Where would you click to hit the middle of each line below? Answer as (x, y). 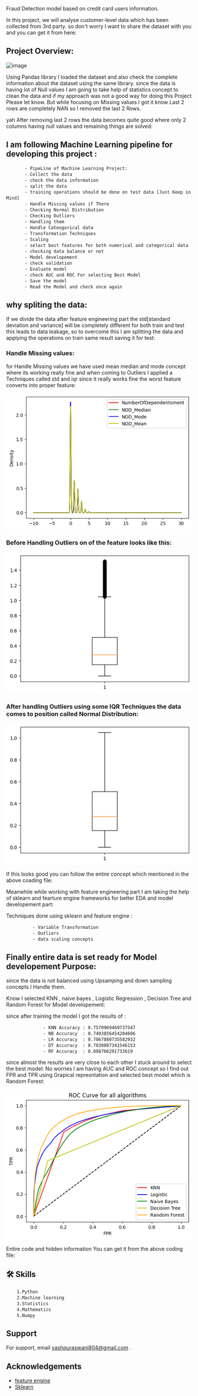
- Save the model (46, 281)
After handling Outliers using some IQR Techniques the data (94, 706)
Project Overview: (40, 51)
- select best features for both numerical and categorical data (106, 245)
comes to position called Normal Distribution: (72, 714)
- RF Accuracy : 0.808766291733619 (88, 1051)
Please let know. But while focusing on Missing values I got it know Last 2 (95, 102)
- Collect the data (48, 174)
